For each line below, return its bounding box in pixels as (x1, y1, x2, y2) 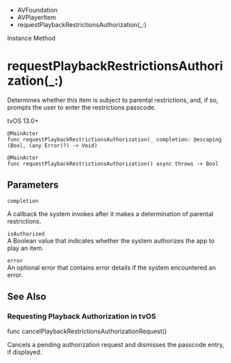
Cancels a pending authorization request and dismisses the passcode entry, (7, 341, 225, 349)
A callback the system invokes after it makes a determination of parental (7, 209, 214, 218)
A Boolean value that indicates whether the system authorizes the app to (7, 236, 215, 245)
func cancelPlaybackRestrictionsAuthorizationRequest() (7, 327, 167, 335)
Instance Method (7, 34, 55, 42)
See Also (7, 291, 46, 303)
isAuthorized (7, 230, 45, 238)
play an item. (7, 244, 44, 252)
